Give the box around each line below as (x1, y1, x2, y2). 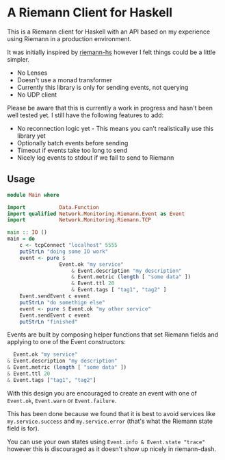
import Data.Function (7, 204, 99, 210)
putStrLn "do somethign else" (19, 299, 106, 306)
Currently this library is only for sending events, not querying (16, 83, 189, 91)
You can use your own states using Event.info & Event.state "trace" (7, 437, 206, 446)
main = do (7, 235, 36, 243)
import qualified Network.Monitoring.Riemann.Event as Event (7, 210, 185, 217)
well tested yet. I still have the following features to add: (7, 111, 164, 119)
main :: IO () (7, 229, 48, 236)
